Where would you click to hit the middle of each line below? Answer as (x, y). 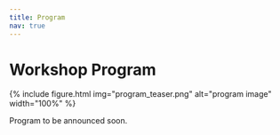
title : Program (37, 17)
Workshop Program (83, 70)
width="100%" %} (43, 104)
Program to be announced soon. (68, 121)
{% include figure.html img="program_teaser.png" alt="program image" (140, 94)
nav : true (28, 26)
